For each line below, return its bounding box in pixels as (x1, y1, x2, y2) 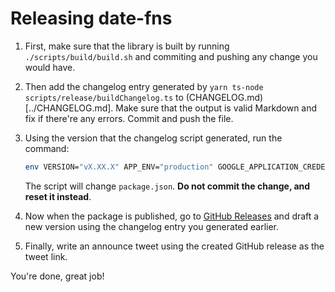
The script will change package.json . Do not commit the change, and (24, 180, 311, 192)
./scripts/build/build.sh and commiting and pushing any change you (24, 50, 318, 62)
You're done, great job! (10, 270, 105, 282)
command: (24, 142, 70, 154)
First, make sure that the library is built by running (24, 40, 230, 52)
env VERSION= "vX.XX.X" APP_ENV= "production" (24, 162, 214, 172)
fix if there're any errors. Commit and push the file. (24, 112, 234, 124)
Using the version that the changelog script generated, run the (24, 132, 283, 144)
